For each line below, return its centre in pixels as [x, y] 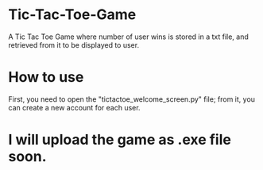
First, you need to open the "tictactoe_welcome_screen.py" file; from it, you [132, 99]
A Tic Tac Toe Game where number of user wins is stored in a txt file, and [128, 37]
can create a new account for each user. [74, 107]
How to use [46, 77]
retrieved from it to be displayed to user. [74, 44]
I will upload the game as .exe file [120, 140]
